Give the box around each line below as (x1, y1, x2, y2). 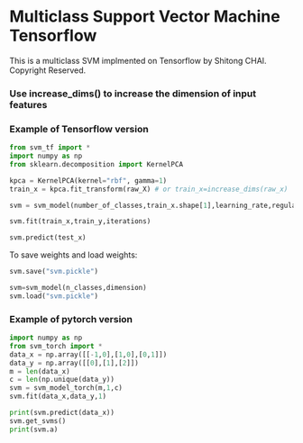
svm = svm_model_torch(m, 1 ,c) (9, 384, 124, 393)
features (9, 98, 48, 111)
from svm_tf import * (9, 143, 91, 152)
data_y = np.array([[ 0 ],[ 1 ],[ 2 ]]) (9, 358, 140, 367)
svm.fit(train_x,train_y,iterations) (9, 217, 151, 226)
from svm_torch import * (9, 341, 103, 350)
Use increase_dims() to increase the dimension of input (9, 87, 257, 100)
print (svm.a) (9, 425, 59, 434)
